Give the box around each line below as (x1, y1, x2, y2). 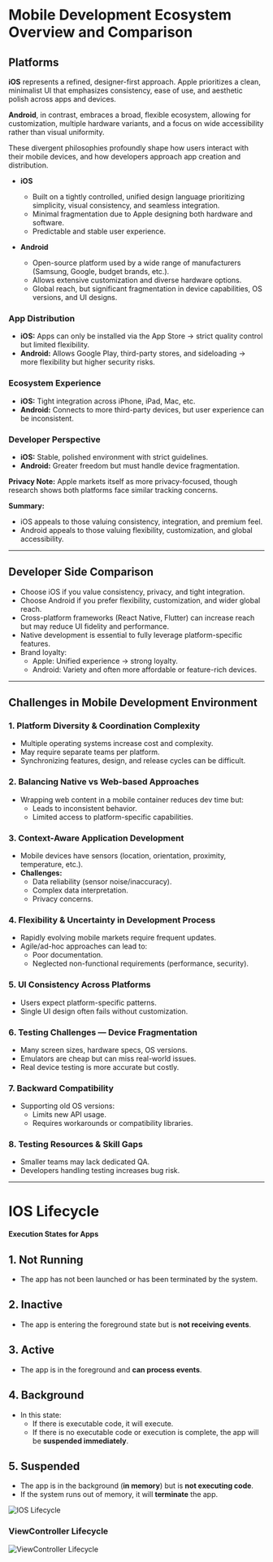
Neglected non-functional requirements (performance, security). (32, 958, 249, 969)
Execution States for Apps (8, 1229, 99, 1239)
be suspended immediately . (32, 1436, 129, 1446)
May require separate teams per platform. (19, 747, 160, 757)
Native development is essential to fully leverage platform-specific (19, 630, 243, 639)
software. (32, 218, 65, 227)
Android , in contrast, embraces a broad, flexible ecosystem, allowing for (8, 110, 251, 120)
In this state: (19, 1410, 62, 1420)
